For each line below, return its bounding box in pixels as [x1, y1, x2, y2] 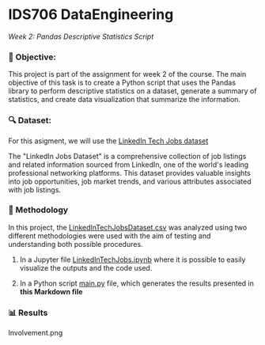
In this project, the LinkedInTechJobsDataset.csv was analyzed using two [8, 222, 248, 232]
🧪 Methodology [8, 204, 69, 215]
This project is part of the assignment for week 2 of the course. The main [8, 70, 247, 79]
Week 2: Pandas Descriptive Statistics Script [8, 32, 154, 41]
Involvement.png [8, 328, 63, 338]
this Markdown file [19, 286, 83, 296]
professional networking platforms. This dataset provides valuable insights [8, 168, 251, 177]
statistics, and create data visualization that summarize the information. [8, 95, 241, 104]
